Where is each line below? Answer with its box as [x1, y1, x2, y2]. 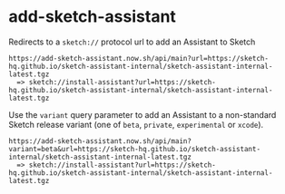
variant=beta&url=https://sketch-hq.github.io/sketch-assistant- [8, 144, 260, 153]
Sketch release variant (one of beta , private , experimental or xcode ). [8, 119, 264, 130]
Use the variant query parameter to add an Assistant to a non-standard [8, 109, 277, 120]
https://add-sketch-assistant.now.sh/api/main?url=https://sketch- [8, 53, 270, 63]
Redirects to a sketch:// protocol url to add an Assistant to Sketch [8, 36, 256, 47]
